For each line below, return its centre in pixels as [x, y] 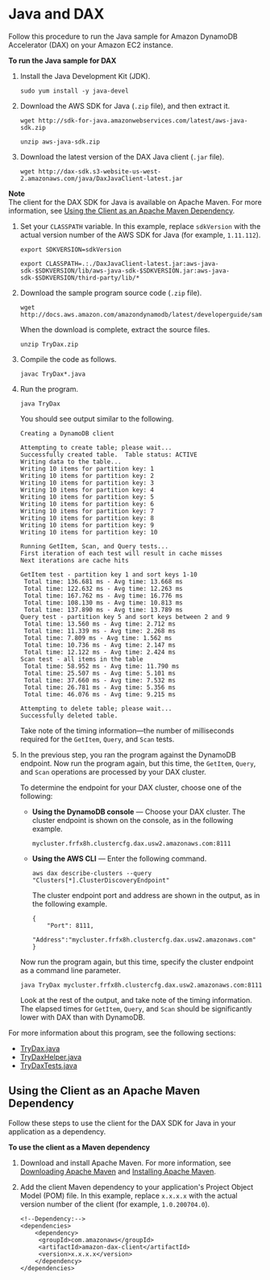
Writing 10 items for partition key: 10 [89, 532]
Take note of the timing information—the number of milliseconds [127, 730]
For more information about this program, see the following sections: [122, 1033]
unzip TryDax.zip [49, 344]
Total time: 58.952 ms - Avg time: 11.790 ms [102, 666]
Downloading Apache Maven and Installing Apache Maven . [118, 1171]
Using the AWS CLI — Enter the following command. [119, 858]
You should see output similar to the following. [97, 418]
